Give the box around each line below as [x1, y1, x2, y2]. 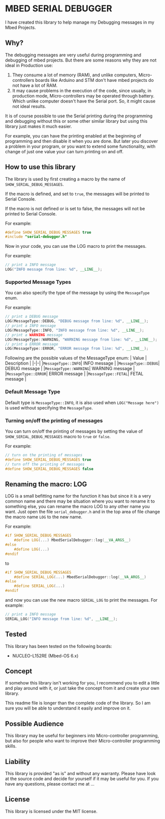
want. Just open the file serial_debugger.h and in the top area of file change [5, 509, 160, 515]
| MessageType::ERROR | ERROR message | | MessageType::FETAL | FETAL [5, 371, 144, 377]
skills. [5, 743, 17, 749]
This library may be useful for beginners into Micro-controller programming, [5, 733, 159, 739]
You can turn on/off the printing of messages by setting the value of [5, 428, 143, 434]
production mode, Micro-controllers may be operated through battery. [12, 93, 155, 99]
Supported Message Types [5, 278, 71, 285]
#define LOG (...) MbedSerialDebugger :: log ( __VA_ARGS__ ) [14, 538, 132, 543]
